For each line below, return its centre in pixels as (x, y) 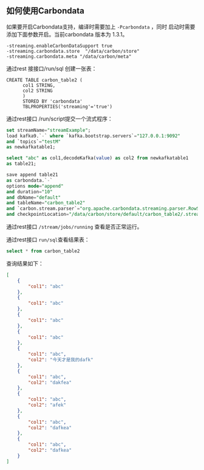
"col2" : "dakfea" (50, 382)
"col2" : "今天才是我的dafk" (61, 360)
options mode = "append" (35, 186)
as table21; (21, 164)
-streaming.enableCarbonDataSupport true (59, 46)
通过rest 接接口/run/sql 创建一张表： (52, 68)
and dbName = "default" (34, 197)
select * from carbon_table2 (43, 251)
